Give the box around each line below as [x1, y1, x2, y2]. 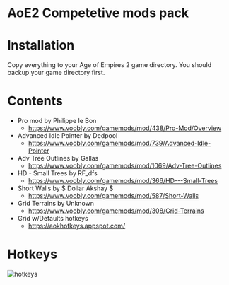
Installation [7, 37, 75, 54]
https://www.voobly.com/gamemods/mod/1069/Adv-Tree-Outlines [28, 161, 222, 170]
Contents [7, 93, 64, 109]
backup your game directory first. [7, 69, 105, 77]
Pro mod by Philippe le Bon [17, 117, 97, 125]
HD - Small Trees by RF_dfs [17, 169, 98, 178]
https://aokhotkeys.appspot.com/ [28, 221, 126, 231]
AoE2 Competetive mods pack [7, 5, 189, 21]
